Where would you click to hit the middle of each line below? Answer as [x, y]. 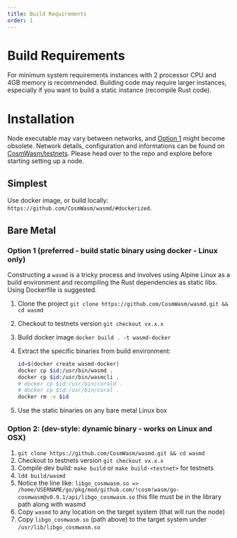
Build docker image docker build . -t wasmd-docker [94, 337]
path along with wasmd [52, 505]
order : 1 [20, 21]
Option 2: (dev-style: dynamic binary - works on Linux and [110, 429]
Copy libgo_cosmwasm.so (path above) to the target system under [112, 520]
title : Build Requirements [47, 14]
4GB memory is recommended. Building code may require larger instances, [117, 83]
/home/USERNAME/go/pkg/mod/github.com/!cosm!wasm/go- [98, 490]
